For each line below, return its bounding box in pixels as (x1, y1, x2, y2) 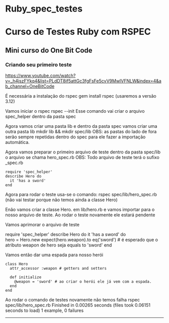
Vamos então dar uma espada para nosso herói (5, 252, 104, 258)
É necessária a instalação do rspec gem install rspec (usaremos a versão (5, 93, 157, 99)
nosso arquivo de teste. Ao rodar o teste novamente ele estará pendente (5, 212, 155, 218)
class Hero (5, 262, 28, 267)
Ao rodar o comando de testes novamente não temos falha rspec (5, 297, 140, 303)
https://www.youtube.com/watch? (5, 72, 76, 78)
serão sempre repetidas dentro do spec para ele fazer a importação (5, 134, 146, 140)
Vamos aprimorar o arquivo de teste (5, 222, 79, 228)
